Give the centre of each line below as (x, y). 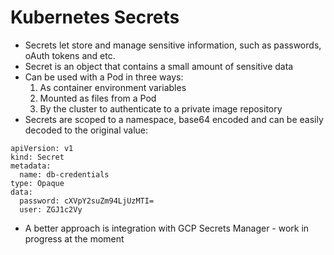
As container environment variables (113, 87)
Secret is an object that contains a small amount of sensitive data (159, 66)
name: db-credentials (64, 174)
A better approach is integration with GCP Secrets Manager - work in (167, 228)
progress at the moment (74, 238)
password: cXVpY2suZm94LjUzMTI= (87, 201)
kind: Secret (37, 157)
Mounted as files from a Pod (98, 98)
